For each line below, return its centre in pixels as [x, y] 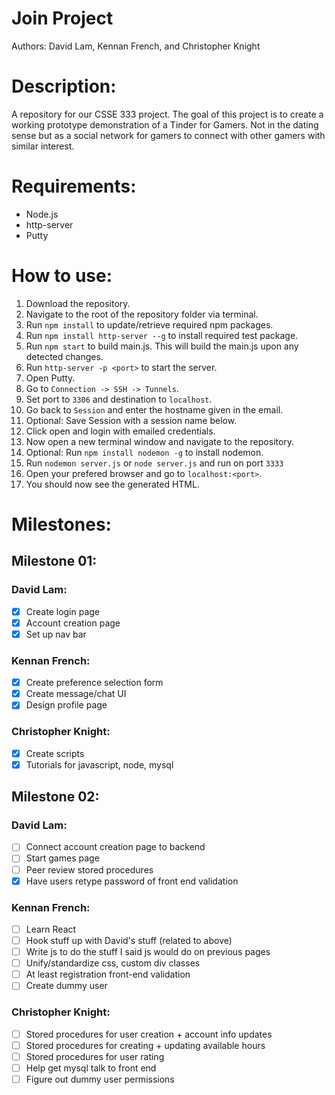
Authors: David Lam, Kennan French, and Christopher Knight [136, 46]
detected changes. [64, 356]
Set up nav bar [56, 634]
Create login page [63, 611]
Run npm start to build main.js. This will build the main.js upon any [162, 346]
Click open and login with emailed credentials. [120, 431]
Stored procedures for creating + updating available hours [145, 1045]
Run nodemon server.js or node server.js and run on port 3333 [154, 463]
